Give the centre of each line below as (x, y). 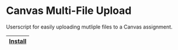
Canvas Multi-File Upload (69, 11)
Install (18, 41)
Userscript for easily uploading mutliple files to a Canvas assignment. (89, 27)
